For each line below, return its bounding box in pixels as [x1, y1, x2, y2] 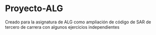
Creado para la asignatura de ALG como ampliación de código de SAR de [5, 19, 151, 25]
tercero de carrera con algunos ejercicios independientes [5, 24, 120, 30]
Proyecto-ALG [5, 3, 63, 14]
